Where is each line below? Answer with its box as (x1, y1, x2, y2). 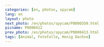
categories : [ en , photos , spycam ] (5, 7, 76, 12)
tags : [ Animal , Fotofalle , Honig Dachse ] (5, 35, 91, 40)
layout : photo (5, 16, 34, 21)
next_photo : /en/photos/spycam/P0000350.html (5, 21, 99, 26)
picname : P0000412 (5, 25, 42, 30)
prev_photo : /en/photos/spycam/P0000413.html (5, 30, 99, 35)
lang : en (5, 12, 23, 17)
